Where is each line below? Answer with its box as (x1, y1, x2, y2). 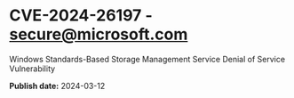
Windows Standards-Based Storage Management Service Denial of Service (9, 53, 286, 64)
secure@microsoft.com (9, 24, 188, 45)
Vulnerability (9, 63, 56, 74)
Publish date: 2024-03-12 (9, 80, 106, 91)
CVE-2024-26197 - (9, 5, 153, 26)
